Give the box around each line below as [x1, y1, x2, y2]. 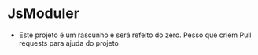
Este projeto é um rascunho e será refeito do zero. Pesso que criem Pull [18, 30, 252, 40]
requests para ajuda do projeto [18, 38, 120, 47]
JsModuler [7, 5, 80, 22]
